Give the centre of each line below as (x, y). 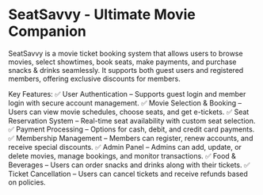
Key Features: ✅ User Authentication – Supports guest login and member (127, 94)
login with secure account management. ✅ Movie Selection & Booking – (125, 103)
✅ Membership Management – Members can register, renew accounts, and (131, 138)
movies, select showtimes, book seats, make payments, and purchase (122, 62)
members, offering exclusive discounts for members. (94, 78)
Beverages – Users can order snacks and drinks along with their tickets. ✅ (129, 165)
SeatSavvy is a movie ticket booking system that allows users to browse (126, 53)
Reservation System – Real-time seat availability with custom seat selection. (132, 120)
